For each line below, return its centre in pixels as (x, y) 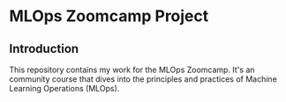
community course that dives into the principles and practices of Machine (143, 79)
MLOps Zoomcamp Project (109, 16)
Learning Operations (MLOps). (64, 88)
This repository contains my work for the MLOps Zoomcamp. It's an (132, 69)
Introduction (44, 49)
